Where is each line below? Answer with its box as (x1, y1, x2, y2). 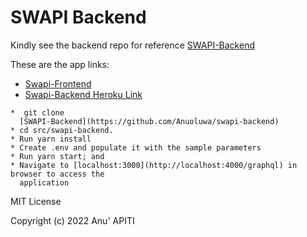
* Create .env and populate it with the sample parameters (10, 142, 262, 153)
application (19, 177, 70, 188)
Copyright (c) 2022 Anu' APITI (10, 214, 135, 226)
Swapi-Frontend (24, 77, 92, 90)
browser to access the (10, 169, 105, 179)
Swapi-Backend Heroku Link (24, 88, 143, 100)
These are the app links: (10, 58, 110, 70)
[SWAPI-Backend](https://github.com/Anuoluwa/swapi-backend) (19, 116, 280, 126)
